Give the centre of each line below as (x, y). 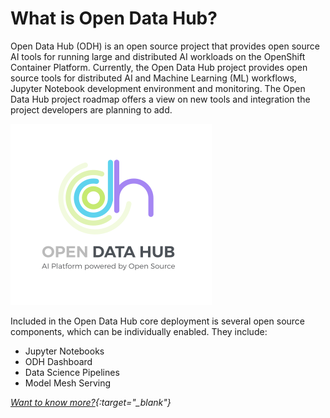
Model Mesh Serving (68, 383)
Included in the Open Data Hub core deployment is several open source (157, 321)
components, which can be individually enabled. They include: (139, 331)
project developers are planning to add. (91, 109)
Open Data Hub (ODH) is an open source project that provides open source (165, 46)
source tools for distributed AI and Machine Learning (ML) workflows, (153, 78)
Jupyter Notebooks (64, 351)
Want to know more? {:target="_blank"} (91, 402)
